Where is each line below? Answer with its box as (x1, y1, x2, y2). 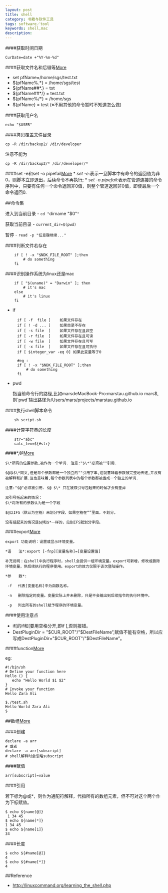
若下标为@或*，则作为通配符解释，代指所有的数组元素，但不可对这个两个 (5, 793, 156, 799)
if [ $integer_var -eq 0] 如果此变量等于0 (17, 350, 101, 355)
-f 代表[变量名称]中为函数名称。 (7, 583, 71, 588)
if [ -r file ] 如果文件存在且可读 (17, 334, 93, 339)
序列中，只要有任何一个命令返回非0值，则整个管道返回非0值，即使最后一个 (5, 183, 160, 189)
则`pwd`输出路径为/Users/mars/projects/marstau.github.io (12, 397, 132, 403)
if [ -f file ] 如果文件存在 (17, 318, 82, 323)
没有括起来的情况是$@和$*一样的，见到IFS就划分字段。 (5, 520, 103, 525)
